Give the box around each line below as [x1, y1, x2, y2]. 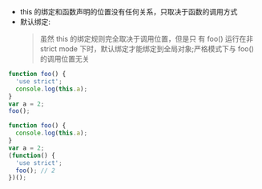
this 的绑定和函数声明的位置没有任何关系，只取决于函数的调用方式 [19, 7, 238, 16]
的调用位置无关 [39, 54, 90, 63]
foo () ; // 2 [15, 167, 56, 175]
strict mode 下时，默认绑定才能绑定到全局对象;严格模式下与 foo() [39, 44, 255, 54]
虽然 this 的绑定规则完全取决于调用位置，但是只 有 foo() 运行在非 [39, 34, 254, 43]
